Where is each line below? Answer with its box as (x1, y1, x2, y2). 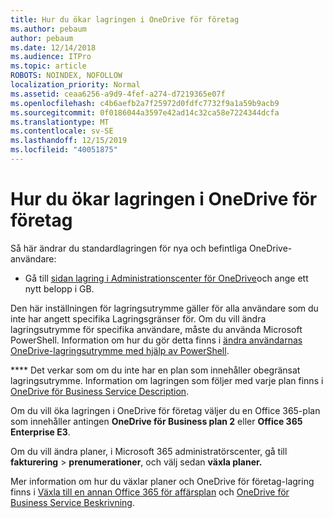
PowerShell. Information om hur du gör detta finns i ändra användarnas (10, 334, 303, 346)
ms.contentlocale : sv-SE (10, 126, 114, 136)
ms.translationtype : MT (10, 117, 110, 127)
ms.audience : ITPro (10, 52, 92, 62)
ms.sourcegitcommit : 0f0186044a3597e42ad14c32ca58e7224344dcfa (10, 107, 280, 118)
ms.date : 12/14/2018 (10, 42, 97, 53)
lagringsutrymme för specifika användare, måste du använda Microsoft (10, 323, 303, 335)
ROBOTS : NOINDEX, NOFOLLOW (10, 71, 123, 81)
